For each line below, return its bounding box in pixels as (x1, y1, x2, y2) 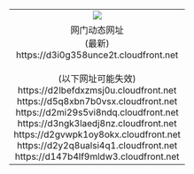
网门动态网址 (70, 24, 124, 36)
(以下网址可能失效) (58, 72, 136, 85)
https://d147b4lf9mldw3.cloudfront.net (14, 150, 180, 163)
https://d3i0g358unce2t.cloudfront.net (16, 49, 179, 61)
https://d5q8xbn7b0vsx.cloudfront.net (16, 95, 178, 107)
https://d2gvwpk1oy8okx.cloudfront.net (13, 128, 182, 140)
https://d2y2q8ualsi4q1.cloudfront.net (16, 139, 178, 151)
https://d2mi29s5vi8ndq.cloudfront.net (15, 106, 179, 118)
